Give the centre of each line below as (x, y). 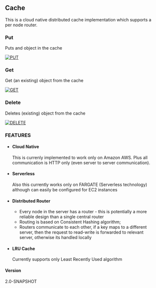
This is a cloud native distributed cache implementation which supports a (78, 19)
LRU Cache (24, 248)
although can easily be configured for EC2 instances (65, 190)
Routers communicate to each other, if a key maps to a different (83, 227)
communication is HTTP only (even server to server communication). (81, 163)
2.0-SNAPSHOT (21, 281)
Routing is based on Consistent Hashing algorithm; (70, 222)
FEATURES (18, 135)
